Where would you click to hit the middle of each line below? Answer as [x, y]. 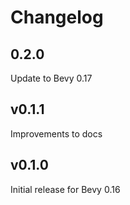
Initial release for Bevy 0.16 [65, 189]
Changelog [57, 17]
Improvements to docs [56, 133]
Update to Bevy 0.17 [51, 78]
